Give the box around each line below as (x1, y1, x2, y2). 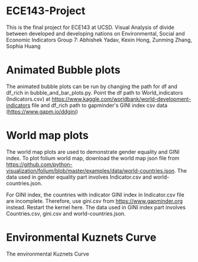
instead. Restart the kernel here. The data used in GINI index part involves (6, 203, 186, 211)
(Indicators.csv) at (6, 95, 51, 102)
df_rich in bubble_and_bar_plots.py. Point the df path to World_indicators (6, 89, 183, 96)
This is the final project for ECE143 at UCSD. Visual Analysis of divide (6, 24, 174, 31)
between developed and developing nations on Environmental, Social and (6, 30, 185, 37)
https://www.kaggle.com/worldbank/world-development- (51, 95, 191, 102)
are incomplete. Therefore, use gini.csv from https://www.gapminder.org (6, 197, 183, 205)
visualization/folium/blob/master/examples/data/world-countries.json (6, 167, 175, 174)
